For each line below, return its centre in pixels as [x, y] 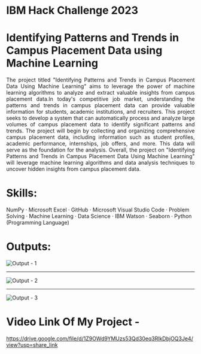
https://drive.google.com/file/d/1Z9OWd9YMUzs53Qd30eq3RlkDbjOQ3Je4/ [100, 338]
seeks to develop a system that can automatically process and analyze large [100, 118]
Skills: [22, 193]
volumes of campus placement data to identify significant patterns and [100, 125]
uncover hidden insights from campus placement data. [74, 169]
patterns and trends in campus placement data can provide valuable [100, 105]
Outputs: [29, 247]
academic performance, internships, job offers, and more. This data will [100, 144]
